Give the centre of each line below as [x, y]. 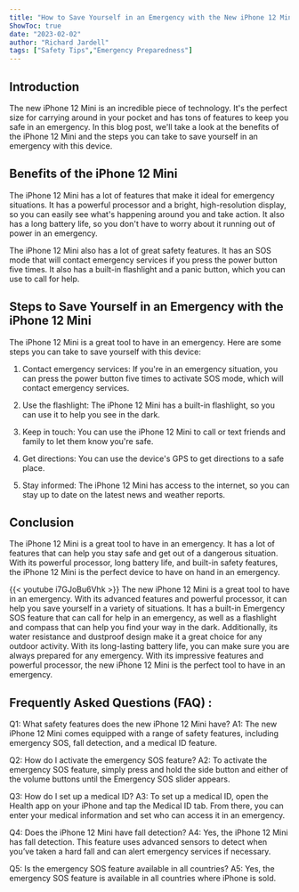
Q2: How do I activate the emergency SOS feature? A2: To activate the [138, 760]
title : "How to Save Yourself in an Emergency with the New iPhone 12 [143, 17]
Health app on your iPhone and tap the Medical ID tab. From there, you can [147, 806]
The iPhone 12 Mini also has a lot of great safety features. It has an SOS [140, 250]
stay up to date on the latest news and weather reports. [123, 494]
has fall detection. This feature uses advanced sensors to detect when [138, 842]
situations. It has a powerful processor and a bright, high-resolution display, [148, 205]
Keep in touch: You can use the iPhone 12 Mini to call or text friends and [154, 432]
